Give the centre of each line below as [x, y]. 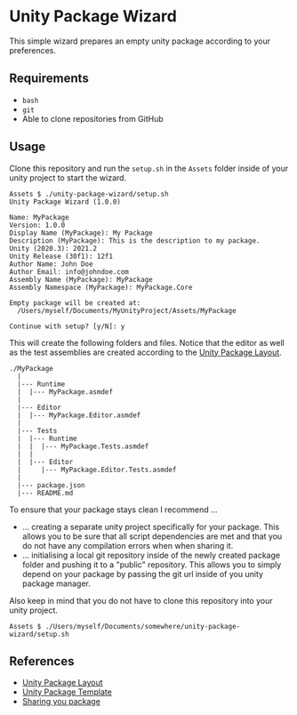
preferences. [32, 50]
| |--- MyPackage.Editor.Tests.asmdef [97, 470]
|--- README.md [45, 493]
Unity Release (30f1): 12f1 [61, 256]
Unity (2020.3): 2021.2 [53, 248]
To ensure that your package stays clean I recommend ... [113, 510]
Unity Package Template [67, 692]
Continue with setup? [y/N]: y [67, 326]
